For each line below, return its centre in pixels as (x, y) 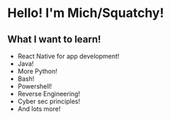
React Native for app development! (68, 56)
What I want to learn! (54, 39)
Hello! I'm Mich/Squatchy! (86, 13)
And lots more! (39, 109)
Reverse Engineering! (49, 94)
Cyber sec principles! (49, 101)
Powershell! (35, 86)
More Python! (38, 71)
